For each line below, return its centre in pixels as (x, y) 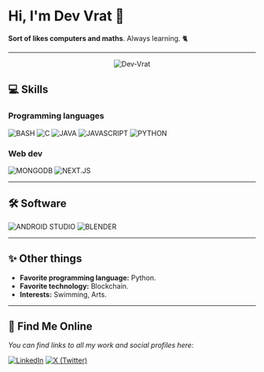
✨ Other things (45, 259)
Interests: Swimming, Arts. (63, 294)
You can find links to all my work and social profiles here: (101, 345)
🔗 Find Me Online (50, 326)
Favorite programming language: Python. (88, 278)
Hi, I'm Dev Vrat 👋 (66, 16)
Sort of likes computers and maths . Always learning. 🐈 (98, 38)
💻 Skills (28, 90)
